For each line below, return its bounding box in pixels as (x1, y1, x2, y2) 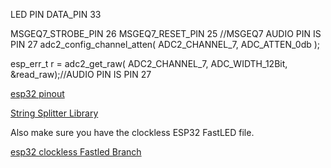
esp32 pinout (10, 88, 65, 99)
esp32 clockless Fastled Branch (10, 146, 142, 158)
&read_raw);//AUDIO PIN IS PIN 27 (10, 69, 152, 80)
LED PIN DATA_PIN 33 (10, 9, 102, 20)
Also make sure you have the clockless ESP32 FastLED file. (10, 127, 255, 138)
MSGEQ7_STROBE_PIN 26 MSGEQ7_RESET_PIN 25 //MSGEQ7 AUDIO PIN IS (10, 28, 322, 39)
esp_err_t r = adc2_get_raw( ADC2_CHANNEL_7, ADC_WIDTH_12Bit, (10, 58, 288, 69)
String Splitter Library (10, 107, 99, 119)
